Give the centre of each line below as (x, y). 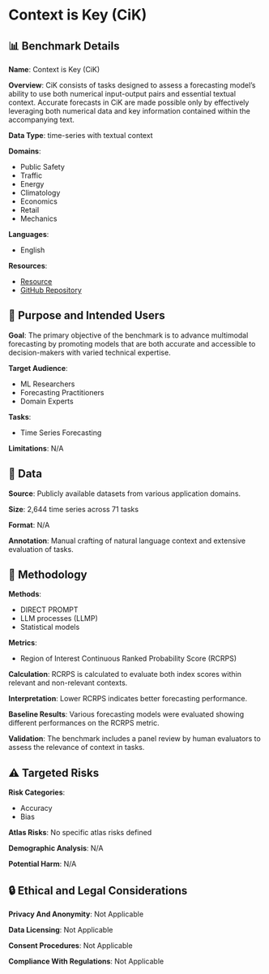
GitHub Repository (51, 290)
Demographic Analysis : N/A (56, 848)
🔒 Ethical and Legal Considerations (98, 890)
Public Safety (42, 167)
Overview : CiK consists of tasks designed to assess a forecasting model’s (132, 85)
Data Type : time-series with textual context (81, 135)
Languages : (29, 234)
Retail (30, 210)
